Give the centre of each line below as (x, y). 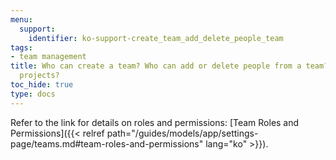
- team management (48, 57)
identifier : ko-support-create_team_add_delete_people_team (156, 38)
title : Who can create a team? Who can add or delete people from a (156, 66)
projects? (39, 76)
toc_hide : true (42, 85)
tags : (21, 47)
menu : (21, 19)
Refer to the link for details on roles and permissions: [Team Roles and (155, 122)
